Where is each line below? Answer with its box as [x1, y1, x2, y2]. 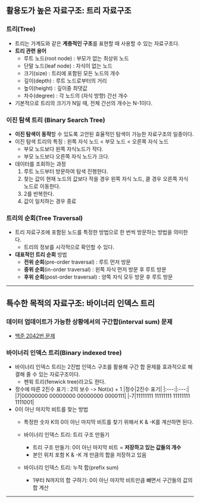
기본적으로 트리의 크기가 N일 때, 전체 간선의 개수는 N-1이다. [14, 99, 153, 106]
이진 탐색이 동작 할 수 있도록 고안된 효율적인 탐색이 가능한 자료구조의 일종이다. [14, 130, 194, 137]
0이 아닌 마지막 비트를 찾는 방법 [14, 406, 88, 413]
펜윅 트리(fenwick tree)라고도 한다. [23, 378, 106, 385]
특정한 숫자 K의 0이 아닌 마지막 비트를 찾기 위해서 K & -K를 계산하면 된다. [23, 418, 194, 425]
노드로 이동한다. [23, 183, 61, 190]
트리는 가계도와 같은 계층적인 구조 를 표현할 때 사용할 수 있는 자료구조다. [14, 39, 180, 47]
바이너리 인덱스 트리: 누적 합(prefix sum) [23, 464, 119, 471]
